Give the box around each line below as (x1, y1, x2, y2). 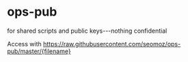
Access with (7, 40, 42, 48)
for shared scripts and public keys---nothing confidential (7, 27, 167, 35)
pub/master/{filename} (7, 47, 71, 55)
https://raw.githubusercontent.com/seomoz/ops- (43, 40, 181, 48)
